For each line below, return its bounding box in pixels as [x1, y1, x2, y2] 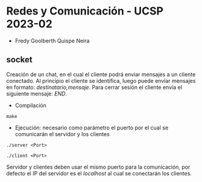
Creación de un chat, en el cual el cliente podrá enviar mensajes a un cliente [6, 71, 196, 78]
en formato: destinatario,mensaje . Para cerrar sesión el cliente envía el [6, 83, 183, 91]
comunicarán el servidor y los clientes [14, 130, 110, 137]
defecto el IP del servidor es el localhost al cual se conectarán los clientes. [6, 169, 192, 177]
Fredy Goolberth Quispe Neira [14, 37, 90, 44]
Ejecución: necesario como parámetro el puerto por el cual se [14, 124, 169, 131]
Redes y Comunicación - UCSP [6, 4, 164, 18]
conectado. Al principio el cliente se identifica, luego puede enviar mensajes [6, 77, 196, 84]
